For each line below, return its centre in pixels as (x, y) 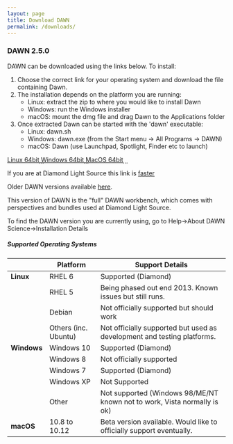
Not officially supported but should (157, 308)
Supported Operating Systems (52, 244)
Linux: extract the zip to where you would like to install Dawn (114, 102)
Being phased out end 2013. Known (159, 287)
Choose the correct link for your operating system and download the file (120, 79)
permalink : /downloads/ (42, 26)
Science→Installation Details (48, 228)
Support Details (162, 264)
